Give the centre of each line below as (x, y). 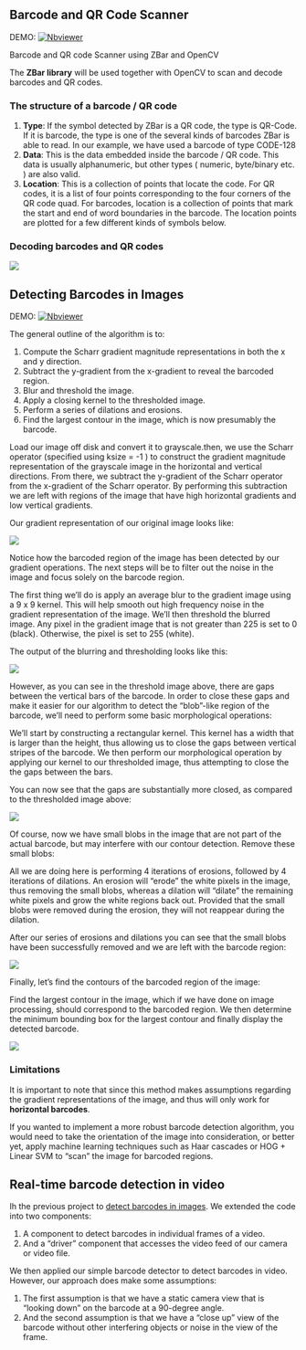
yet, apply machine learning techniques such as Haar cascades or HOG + (148, 1146)
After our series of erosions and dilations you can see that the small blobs (148, 938)
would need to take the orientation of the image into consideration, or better (152, 1136)
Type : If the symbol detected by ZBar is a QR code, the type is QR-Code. (159, 126)
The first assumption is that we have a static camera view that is (143, 1298)
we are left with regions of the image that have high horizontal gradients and (153, 496)
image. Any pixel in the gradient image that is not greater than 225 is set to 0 (153, 624)
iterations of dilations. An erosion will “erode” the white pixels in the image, (150, 881)
